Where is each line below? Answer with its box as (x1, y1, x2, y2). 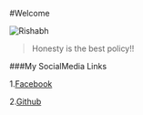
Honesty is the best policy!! (31, 43, 135, 54)
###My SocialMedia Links (9, 61, 107, 71)
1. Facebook (9, 78, 53, 89)
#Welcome (9, 8, 50, 18)
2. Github (9, 96, 42, 107)
